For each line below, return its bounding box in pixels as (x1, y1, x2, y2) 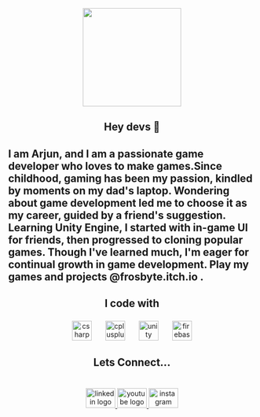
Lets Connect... (93, 356, 171, 369)
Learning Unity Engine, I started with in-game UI (8, 220, 249, 234)
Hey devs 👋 (104, 120, 160, 134)
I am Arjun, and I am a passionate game (8, 147, 204, 161)
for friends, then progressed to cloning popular (8, 233, 244, 246)
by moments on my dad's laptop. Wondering (8, 184, 230, 197)
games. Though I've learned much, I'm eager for (8, 245, 250, 259)
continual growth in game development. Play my (8, 257, 249, 271)
